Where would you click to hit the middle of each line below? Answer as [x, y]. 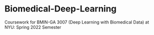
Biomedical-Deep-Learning [61, 9]
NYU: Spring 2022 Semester [33, 27]
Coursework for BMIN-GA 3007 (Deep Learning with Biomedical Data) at [77, 22]
